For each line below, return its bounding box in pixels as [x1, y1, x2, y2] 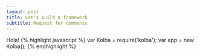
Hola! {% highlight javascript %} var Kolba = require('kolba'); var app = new [6, 37, 195, 44]
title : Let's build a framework [6, 14, 88, 20]
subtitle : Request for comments [6, 20, 88, 26]
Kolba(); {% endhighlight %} [6, 43, 77, 50]
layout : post [6, 8, 39, 15]
